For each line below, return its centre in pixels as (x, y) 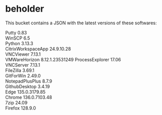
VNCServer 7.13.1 (23, 65)
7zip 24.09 (16, 102)
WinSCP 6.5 (18, 38)
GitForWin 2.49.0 (23, 75)
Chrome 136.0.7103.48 (29, 97)
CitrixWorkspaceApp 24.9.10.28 (38, 49)
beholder (25, 9)
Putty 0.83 (16, 32)
